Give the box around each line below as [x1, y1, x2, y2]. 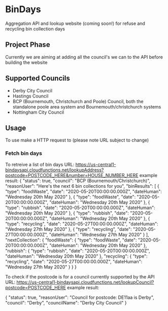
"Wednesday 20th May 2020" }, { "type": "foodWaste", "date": [5, 194, 136, 200]
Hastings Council [12, 93, 49, 99]
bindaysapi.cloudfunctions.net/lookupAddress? [5, 166, 104, 173]
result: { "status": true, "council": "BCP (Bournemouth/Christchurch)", [5, 178, 151, 184]
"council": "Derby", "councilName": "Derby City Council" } [5, 299, 127, 305]
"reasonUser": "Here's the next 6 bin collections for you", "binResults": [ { [5, 183, 160, 189]
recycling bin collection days [5, 25, 65, 31]
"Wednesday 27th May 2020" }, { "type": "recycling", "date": [5, 226, 132, 232]
